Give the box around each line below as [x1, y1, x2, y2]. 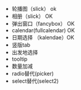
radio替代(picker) [11, 70, 54, 77]
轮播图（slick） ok [11, 5, 57, 12]
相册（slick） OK [11, 13, 53, 20]
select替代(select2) [11, 77, 59, 85]
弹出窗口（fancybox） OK [11, 20, 75, 27]
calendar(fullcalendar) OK [11, 27, 75, 34]
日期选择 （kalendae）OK [11, 34, 74, 41]
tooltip [11, 55, 28, 63]
